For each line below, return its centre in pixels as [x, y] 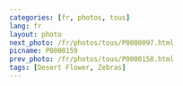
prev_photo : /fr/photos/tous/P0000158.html [92, 59]
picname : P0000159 [44, 51]
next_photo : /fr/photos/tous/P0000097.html [92, 43]
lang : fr [26, 26]
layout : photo [36, 34]
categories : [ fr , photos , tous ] [70, 17]
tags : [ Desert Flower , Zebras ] [68, 68]
